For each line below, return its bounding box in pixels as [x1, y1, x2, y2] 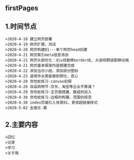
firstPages [5, 4, 38, 12]
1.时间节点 [5, 22, 37, 30]
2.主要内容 [5, 120, 38, 129]
